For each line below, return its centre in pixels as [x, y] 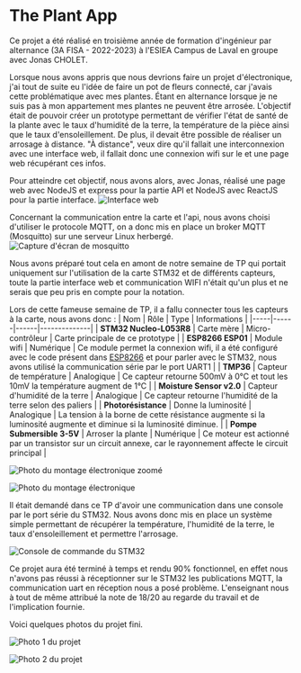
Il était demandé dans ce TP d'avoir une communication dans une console [146, 505]
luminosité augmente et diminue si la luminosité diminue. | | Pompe [133, 424]
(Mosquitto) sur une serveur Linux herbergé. [91, 236]
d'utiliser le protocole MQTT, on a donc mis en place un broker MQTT [138, 227]
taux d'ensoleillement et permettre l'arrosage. [94, 534]
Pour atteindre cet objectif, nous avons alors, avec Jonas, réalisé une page [147, 180]
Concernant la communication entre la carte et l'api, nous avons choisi [140, 217]
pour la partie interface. [53, 200]
